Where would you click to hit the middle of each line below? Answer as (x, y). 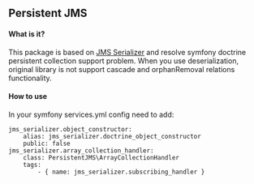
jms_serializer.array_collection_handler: (81, 150)
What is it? (27, 34)
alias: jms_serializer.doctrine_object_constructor (112, 136)
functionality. (30, 78)
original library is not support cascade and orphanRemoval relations (122, 69)
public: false (47, 143)
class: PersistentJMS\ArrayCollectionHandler (101, 157)
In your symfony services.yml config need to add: (91, 114)
